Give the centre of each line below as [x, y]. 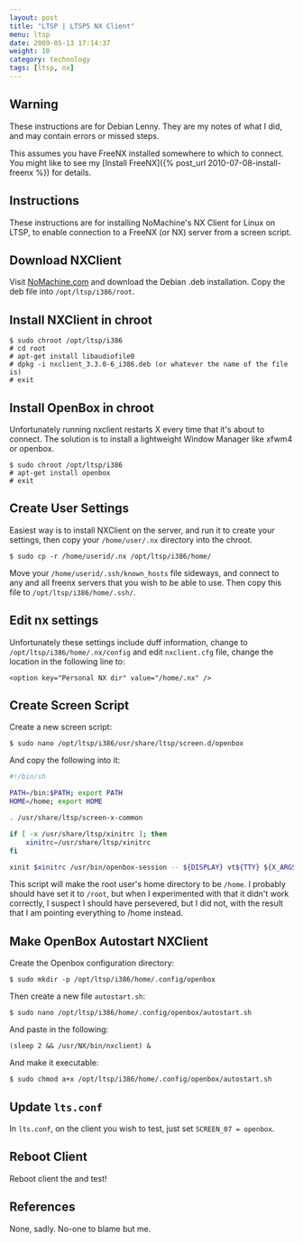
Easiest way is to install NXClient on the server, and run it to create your [142, 530]
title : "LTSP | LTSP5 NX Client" [72, 26]
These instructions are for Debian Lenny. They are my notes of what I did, [146, 126]
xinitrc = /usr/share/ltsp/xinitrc [88, 842]
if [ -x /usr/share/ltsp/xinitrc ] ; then [88, 834]
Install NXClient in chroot [81, 320]
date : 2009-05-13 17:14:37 [60, 43]
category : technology [50, 59]
